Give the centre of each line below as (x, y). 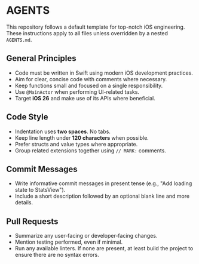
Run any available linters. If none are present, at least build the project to (104, 248)
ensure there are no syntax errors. (57, 255)
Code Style (27, 117)
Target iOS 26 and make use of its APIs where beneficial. (85, 98)
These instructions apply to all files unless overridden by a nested (87, 33)
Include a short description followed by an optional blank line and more (102, 196)
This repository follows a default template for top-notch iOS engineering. (96, 27)
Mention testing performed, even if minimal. (69, 242)
